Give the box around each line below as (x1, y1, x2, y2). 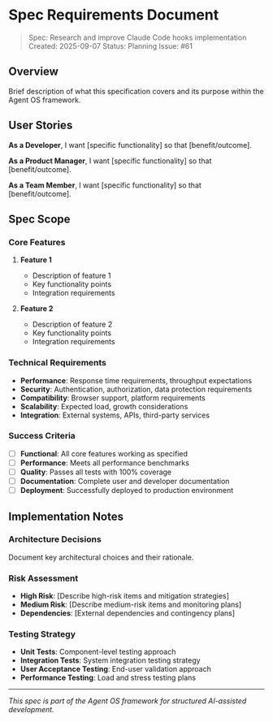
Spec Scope (8, 212, 71, 226)
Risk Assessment (8, 573, 79, 584)
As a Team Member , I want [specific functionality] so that (8, 180, 201, 190)
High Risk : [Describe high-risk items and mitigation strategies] (19, 591, 230, 601)
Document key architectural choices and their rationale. (8, 552, 194, 562)
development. (8, 705, 54, 715)
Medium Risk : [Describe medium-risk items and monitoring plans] (19, 599, 242, 610)
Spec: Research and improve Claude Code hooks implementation (28, 32, 247, 42)
